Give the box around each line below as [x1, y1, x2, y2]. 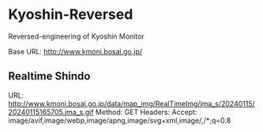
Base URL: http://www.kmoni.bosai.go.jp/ [8, 46, 143, 56]
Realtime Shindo [8, 69, 91, 83]
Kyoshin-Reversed [8, 6, 133, 24]
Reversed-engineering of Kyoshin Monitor [8, 31, 145, 41]
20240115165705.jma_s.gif [8, 107, 94, 116]
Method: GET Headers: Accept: [95, 107, 197, 116]
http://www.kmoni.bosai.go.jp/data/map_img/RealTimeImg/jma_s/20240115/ [8, 98, 255, 108]
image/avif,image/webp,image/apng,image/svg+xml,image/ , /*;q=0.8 [8, 116, 231, 125]
